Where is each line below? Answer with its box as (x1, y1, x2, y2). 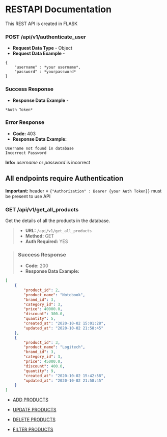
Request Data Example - (12, 50, 65, 57)
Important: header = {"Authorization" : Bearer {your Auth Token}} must (5, 188, 162, 194)
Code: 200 (25, 263, 48, 269)
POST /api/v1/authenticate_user (5, 33, 87, 40)
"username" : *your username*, (14, 65, 81, 70)
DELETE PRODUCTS (12, 417, 56, 423)
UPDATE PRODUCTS (12, 407, 57, 413)
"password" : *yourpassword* (14, 69, 76, 75)
